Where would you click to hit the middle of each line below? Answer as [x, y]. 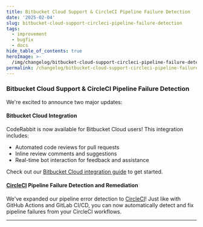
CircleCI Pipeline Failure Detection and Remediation [72, 185]
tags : [13, 29]
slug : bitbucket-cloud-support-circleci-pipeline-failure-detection [94, 23]
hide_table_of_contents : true [44, 51]
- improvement [29, 34]
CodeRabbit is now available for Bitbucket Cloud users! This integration [95, 129]
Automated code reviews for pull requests [67, 147]
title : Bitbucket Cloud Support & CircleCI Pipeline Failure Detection [98, 12]
